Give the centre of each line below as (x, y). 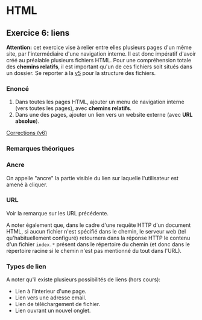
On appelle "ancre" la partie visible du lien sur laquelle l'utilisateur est (93, 178)
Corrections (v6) (27, 133)
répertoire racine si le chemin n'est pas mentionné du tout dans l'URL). (94, 250)
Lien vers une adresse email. (51, 298)
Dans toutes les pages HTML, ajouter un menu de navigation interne (100, 102)
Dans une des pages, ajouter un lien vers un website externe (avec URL (104, 115)
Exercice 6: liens (38, 33)
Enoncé (17, 88)
